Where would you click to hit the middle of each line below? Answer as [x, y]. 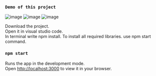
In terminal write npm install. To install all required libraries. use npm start [78, 37]
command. [16, 42]
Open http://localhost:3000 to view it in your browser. [59, 68]
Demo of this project [31, 7]
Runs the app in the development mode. [45, 63]
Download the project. [27, 26]
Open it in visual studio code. [34, 31]
